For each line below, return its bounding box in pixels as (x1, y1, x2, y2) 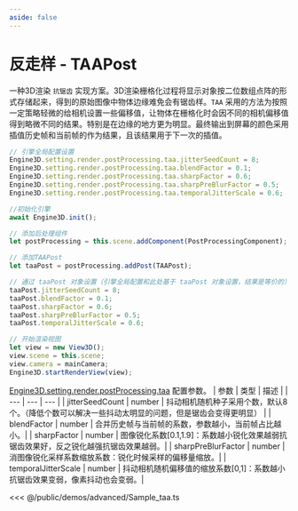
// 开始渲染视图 (9, 335, 61, 344)
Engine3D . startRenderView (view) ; (9, 368, 133, 377)
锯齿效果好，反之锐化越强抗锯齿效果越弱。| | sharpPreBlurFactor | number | (9, 441, 286, 451)
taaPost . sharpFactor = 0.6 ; (9, 302, 114, 311)
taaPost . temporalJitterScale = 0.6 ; (9, 319, 145, 328)
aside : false (9, 12, 58, 22)
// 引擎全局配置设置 (9, 148, 74, 156)
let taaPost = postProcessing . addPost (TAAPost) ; (9, 261, 192, 271)
